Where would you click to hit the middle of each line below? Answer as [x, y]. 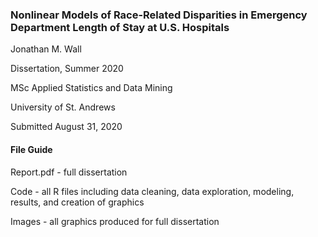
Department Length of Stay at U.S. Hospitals [120, 27]
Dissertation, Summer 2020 [67, 69]
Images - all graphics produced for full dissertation [115, 221]
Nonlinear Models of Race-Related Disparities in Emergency [159, 15]
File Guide [31, 149]
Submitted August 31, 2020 [66, 127]
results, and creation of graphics [77, 202]
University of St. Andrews [63, 107]
